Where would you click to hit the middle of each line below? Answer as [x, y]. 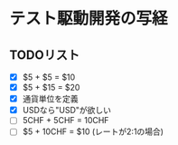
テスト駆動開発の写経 [89, 19]
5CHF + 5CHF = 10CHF [66, 121]
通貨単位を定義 [50, 99]
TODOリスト [44, 55]
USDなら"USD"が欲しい [66, 111]
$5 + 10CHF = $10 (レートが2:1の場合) [93, 131]
